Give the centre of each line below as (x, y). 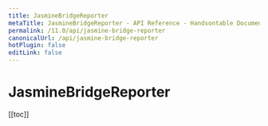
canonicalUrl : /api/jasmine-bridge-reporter (83, 38)
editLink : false (35, 53)
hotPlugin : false (37, 45)
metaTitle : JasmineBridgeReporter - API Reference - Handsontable (121, 23)
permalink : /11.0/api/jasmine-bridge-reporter (87, 30)
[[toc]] (19, 114)
